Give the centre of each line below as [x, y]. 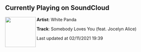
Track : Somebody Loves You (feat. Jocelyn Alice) [87, 29]
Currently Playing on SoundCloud [57, 8]
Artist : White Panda [57, 19]
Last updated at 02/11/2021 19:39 [70, 38]
